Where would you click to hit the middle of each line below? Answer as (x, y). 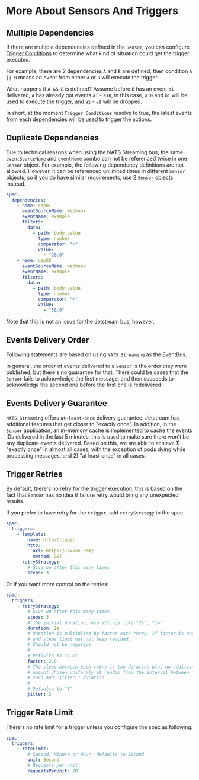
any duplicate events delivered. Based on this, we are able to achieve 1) (93, 443)
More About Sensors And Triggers (92, 11)
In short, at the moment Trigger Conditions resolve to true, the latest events (99, 113)
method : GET (47, 556)
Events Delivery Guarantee (57, 403)
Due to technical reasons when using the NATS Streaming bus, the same (95, 152)
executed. (18, 60)
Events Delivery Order (48, 340)
